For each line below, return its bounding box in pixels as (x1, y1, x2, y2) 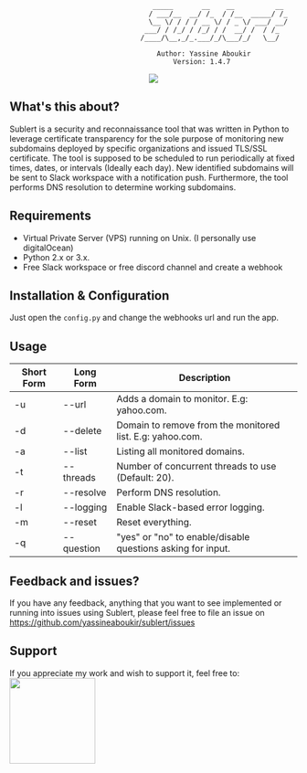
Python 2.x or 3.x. (22, 251, 90, 262)
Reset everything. (116, 516, 192, 529)
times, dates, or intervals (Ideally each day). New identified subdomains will (9, 162, 294, 173)
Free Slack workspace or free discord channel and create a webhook (22, 261, 283, 272)
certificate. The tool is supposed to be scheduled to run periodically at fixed (9, 153, 295, 164)
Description (178, 372, 231, 385)
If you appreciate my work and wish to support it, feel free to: (9, 667, 240, 678)
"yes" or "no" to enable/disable (116, 531, 250, 544)
